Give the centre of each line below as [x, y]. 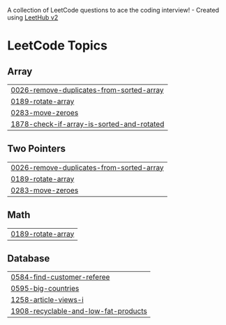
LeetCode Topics [58, 46]
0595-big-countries [45, 289]
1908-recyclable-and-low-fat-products [79, 311]
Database [29, 258]
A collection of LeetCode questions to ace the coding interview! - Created [113, 10]
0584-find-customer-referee [60, 277]
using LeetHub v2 [33, 17]
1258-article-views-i [47, 300]
